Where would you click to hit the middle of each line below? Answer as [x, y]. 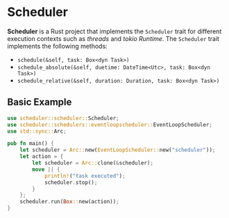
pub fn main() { [31, 144]
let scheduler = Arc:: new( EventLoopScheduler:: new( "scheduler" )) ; [118, 150]
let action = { [42, 157]
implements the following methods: [57, 46]
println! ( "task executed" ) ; [85, 176]
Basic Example [40, 102]
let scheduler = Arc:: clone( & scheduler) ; [93, 163]
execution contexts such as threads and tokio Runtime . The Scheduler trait [113, 38]
